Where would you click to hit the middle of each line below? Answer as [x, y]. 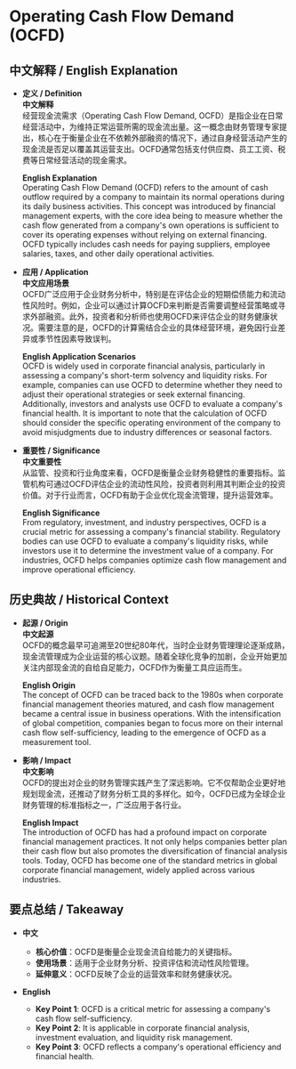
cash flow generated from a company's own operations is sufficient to [151, 225]
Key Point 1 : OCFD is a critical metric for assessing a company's [153, 1008]
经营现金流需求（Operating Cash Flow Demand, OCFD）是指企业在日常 [152, 116]
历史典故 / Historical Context [89, 599]
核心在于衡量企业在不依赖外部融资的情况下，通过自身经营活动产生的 [162, 138]
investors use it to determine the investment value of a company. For [148, 551]
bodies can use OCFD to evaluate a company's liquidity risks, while [145, 541]
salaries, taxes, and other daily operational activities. [118, 254]
